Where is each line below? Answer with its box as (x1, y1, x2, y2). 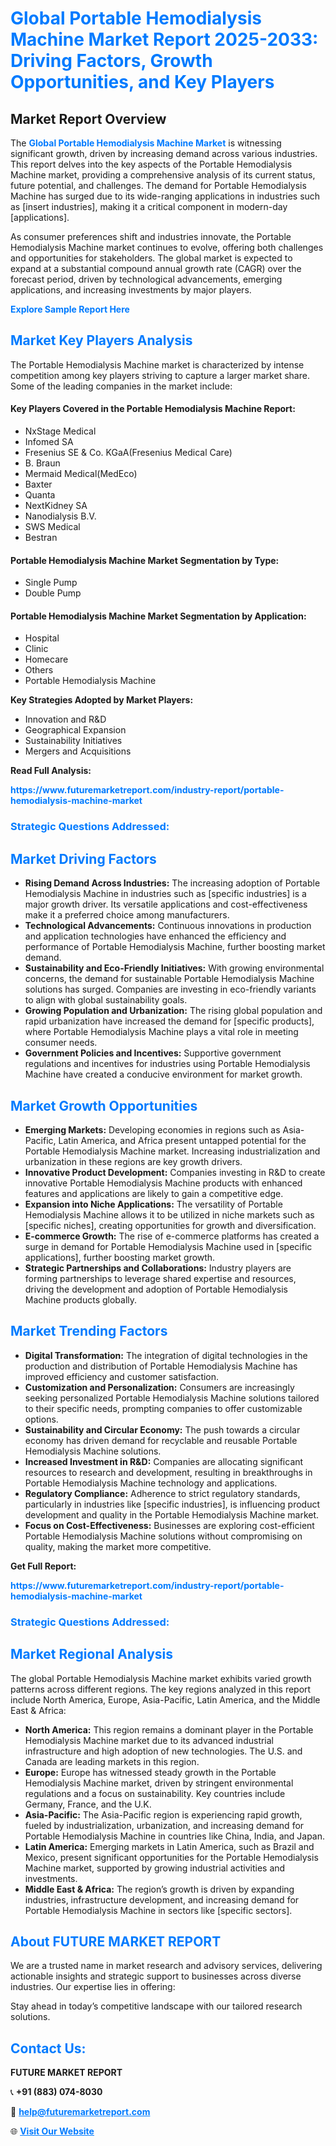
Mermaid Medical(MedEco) (24, 468, 138, 480)
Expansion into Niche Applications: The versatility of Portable (24, 1198, 283, 1210)
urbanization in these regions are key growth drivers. (24, 1155, 243, 1167)
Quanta (24, 489, 56, 501)
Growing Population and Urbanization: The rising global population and (24, 1005, 323, 1017)
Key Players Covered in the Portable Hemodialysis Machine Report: (10, 403, 296, 415)
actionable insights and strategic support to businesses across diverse (10, 1970, 302, 1982)
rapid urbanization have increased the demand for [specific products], (24, 1015, 315, 1027)
